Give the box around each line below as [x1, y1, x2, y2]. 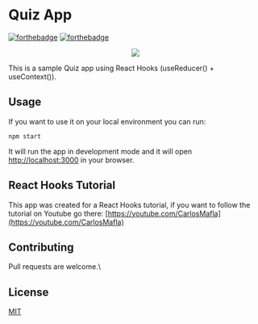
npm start [8, 132, 42, 141]
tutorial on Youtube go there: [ [8, 208, 109, 218]
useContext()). [8, 71, 56, 82]
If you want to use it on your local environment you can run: [8, 116, 206, 126]
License [8, 285, 49, 299]
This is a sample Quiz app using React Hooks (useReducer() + [8, 63, 215, 73]
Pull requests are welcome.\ [8, 262, 101, 271]
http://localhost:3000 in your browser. [8, 155, 135, 165]
